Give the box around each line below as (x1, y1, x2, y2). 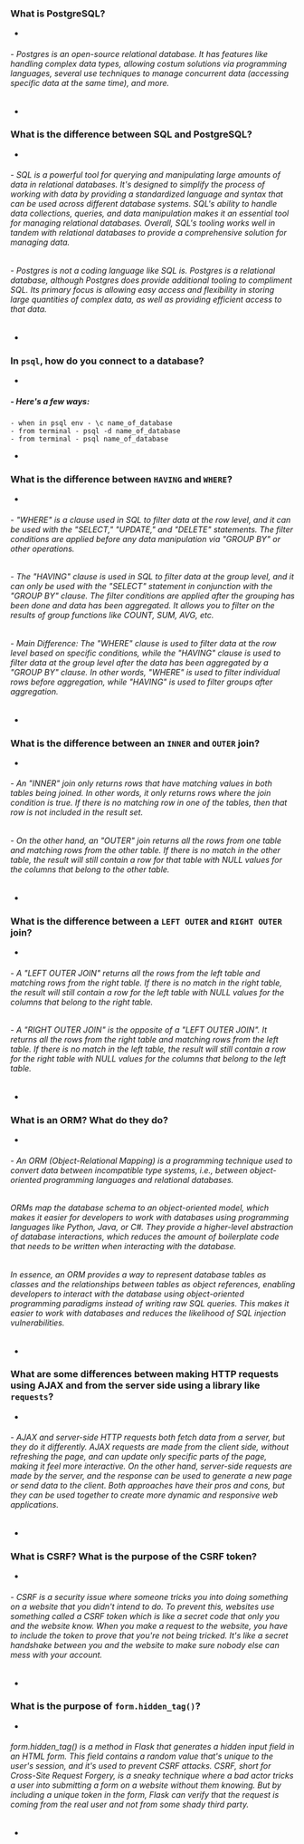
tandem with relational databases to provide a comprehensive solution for (10, 228, 288, 238)
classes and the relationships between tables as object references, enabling (10, 1278, 296, 1289)
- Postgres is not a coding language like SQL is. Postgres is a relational (10, 266, 276, 276)
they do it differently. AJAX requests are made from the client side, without (10, 1441, 290, 1452)
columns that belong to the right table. (10, 996, 154, 1007)
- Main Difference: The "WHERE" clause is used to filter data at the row (10, 637, 277, 648)
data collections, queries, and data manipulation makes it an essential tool (10, 208, 290, 219)
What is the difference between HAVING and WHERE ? (10, 472, 233, 485)
